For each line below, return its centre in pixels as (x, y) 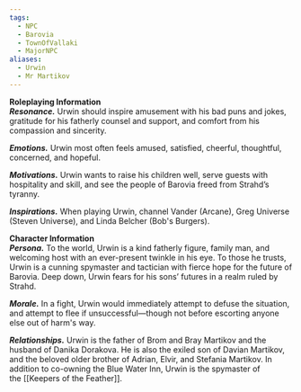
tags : (19, 18)
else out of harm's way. (53, 322)
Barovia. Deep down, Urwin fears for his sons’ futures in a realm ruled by (144, 276)
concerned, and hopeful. (55, 157)
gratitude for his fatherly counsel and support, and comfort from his (135, 120)
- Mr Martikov (44, 76)
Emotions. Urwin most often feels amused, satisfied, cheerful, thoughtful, (146, 147)
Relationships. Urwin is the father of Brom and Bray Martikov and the (138, 340)
